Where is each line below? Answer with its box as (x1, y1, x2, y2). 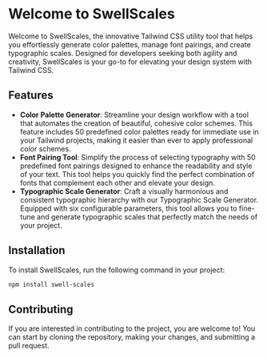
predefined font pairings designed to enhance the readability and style (19, 161, 253, 171)
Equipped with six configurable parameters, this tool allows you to (19, 203, 237, 213)
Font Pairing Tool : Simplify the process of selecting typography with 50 (19, 152, 256, 162)
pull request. (8, 341, 50, 351)
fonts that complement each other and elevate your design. (19, 178, 216, 187)
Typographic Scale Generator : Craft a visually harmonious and (19, 186, 229, 196)
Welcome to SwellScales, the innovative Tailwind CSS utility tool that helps (8, 31, 253, 41)
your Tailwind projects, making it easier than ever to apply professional (19, 135, 253, 145)
